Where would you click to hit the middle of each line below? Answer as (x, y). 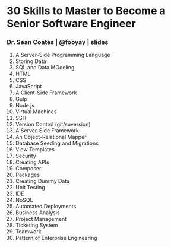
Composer (28, 169)
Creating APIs (32, 162)
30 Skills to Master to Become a (86, 11)
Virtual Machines (36, 112)
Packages (28, 175)
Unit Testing (30, 188)
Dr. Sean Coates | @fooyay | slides (58, 42)
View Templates (35, 150)
